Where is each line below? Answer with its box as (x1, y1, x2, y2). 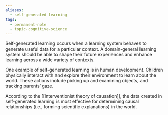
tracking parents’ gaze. (5, 83, 54, 89)
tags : (5, 17, 17, 22)
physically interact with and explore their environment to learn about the (5, 72, 156, 78)
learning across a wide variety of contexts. (5, 57, 95, 63)
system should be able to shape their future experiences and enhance (5, 52, 152, 58)
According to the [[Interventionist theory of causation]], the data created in (5, 93, 162, 99)
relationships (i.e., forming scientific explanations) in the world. (5, 104, 137, 110)
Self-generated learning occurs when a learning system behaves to (5, 40, 147, 47)
